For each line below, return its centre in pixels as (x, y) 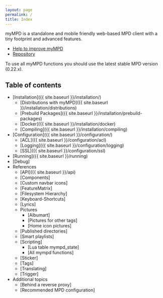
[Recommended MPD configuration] (57, 290)
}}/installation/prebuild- (118, 113)
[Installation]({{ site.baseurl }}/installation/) (57, 97)
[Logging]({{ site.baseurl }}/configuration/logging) (72, 145)
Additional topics (30, 279)
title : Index (19, 19)
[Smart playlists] (37, 236)
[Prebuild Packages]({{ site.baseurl (56, 113)
